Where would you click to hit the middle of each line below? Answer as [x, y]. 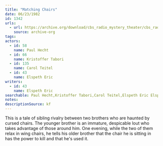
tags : [10, 37]
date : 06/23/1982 [23, 14]
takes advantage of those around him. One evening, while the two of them [79, 128]
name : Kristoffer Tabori [39, 59]
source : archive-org [34, 32]
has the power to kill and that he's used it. [47, 138]
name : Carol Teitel [33, 68]
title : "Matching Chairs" [31, 9]
